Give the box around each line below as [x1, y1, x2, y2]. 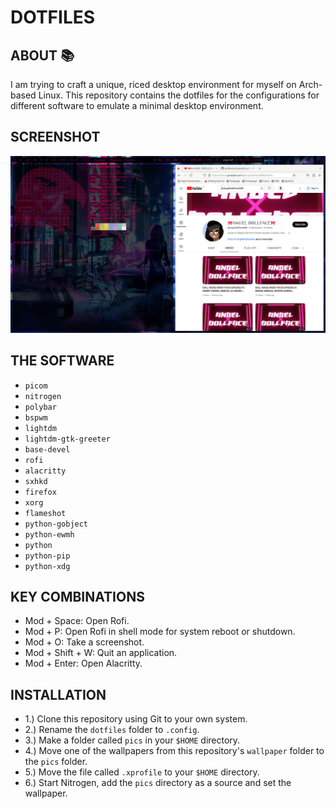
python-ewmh [24, 529, 75, 540]
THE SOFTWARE [10, 352, 115, 370]
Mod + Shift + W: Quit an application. [24, 647, 178, 659]
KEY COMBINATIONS [10, 589, 145, 606]
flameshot [24, 508, 67, 518]
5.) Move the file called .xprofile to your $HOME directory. [24, 766, 260, 778]
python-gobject [24, 519, 89, 529]
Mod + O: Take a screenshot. [24, 636, 145, 648]
